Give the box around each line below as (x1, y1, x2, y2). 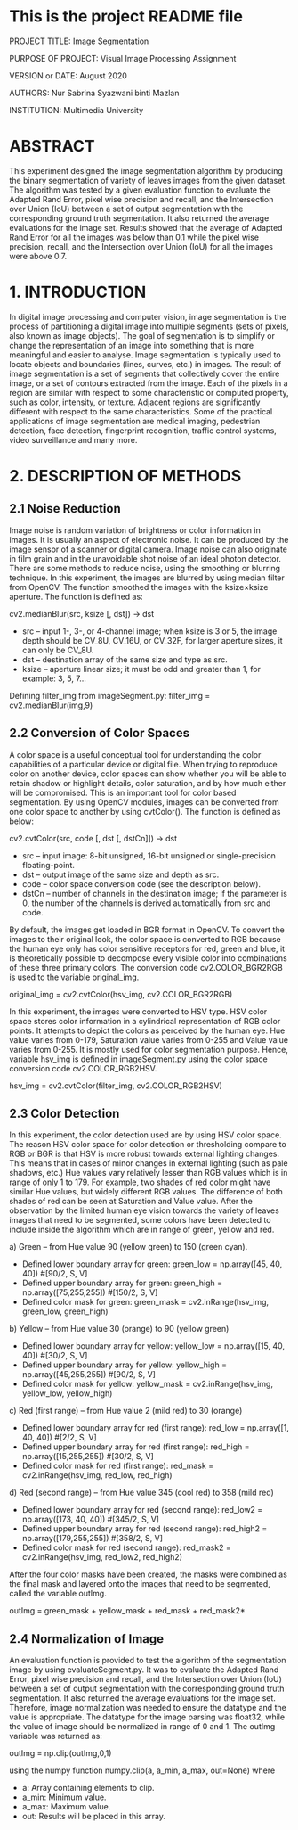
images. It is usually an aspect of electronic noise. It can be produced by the (9, 534, 289, 545)
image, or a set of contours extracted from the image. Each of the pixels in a (9, 377, 288, 389)
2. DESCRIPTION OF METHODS (9, 466, 242, 486)
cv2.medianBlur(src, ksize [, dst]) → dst (9, 608, 154, 619)
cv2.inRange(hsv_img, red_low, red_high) (21, 1470, 173, 1481)
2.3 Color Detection (9, 1106, 120, 1121)
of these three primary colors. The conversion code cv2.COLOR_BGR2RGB (9, 962, 283, 972)
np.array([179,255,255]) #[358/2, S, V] (21, 1533, 163, 1544)
